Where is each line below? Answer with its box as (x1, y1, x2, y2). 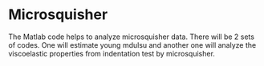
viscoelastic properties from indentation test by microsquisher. (8, 49, 215, 58)
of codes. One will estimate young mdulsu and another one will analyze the (8, 40, 257, 49)
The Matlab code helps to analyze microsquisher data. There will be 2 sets (8, 32, 255, 41)
